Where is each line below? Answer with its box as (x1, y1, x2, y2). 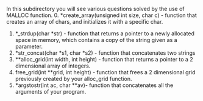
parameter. (15, 43, 43, 50)
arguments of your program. (15, 88, 87, 95)
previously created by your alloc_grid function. (15, 75, 132, 82)
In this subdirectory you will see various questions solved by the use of (6, 5, 185, 12)
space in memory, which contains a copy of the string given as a (15, 37, 178, 43)
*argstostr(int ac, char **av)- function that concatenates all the (15, 82, 174, 89)
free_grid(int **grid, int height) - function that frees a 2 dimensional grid (15, 69, 196, 75)
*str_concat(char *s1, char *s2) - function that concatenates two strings (15, 49, 196, 57)
